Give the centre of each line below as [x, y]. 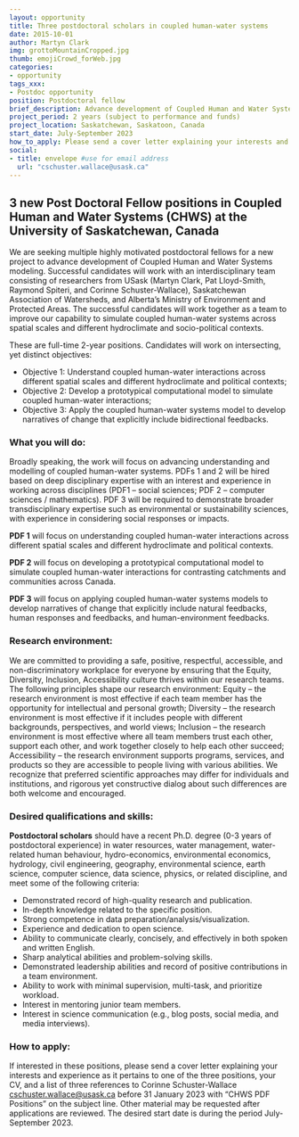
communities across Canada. [63, 581]
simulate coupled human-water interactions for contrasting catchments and [148, 573]
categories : [31, 68]
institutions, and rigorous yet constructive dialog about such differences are [148, 783]
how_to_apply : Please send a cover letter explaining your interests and [149, 142]
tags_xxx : [28, 84]
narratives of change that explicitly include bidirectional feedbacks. [145, 419]
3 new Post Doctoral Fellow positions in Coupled [145, 203]
